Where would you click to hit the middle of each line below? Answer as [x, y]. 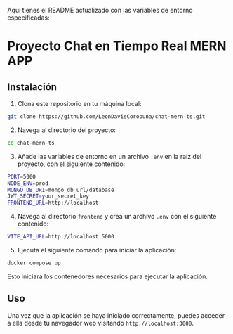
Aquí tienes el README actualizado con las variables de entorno [100, 10]
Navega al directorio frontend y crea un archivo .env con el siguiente [117, 217]
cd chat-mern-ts [31, 143]
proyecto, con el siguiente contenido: [71, 164]
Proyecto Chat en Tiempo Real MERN [117, 46]
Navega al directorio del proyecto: [66, 130]
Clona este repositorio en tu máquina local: [79, 104]
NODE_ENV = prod [28, 183]
